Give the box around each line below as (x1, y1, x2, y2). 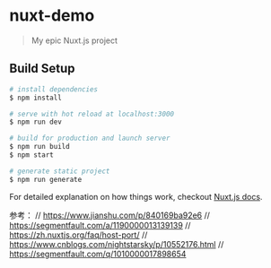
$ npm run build (9, 143, 70, 151)
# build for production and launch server (9, 134, 170, 143)
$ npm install (9, 93, 63, 102)
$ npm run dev (9, 117, 63, 126)
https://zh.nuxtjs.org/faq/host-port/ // (9, 229, 148, 240)
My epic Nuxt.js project (31, 35, 118, 46)
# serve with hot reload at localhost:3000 (9, 109, 175, 118)
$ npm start (9, 151, 54, 160)
